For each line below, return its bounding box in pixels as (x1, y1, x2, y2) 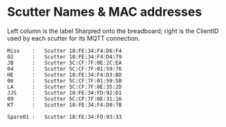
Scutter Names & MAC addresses (7, 4, 203, 20)
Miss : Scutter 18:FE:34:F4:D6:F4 (7, 47, 122, 54)
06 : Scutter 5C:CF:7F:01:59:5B (7, 77, 122, 84)
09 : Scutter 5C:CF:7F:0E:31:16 (7, 95, 122, 102)
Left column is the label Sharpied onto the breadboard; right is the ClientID (7, 27, 219, 35)
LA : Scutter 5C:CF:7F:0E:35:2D (7, 83, 122, 90)
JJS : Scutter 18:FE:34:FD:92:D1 (7, 89, 122, 96)
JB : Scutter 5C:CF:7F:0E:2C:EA (7, 59, 122, 66)
